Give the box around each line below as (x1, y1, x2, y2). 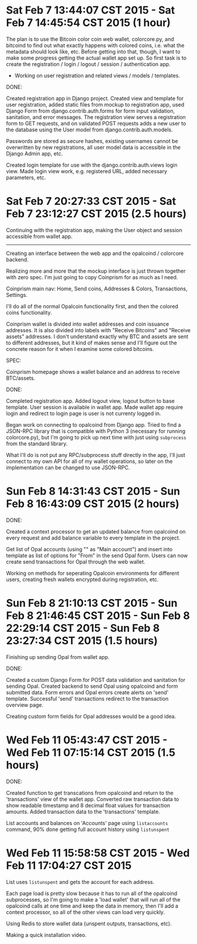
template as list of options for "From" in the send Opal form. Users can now (6, 552, 188, 559)
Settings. (6, 291, 28, 298)
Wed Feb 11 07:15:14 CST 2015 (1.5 (6, 746, 176, 759)
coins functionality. (6, 309, 52, 316)
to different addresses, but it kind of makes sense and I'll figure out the (6, 339, 177, 346)
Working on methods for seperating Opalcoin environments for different (6, 569, 179, 577)
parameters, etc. (6, 174, 46, 181)
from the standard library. (6, 440, 68, 447)
